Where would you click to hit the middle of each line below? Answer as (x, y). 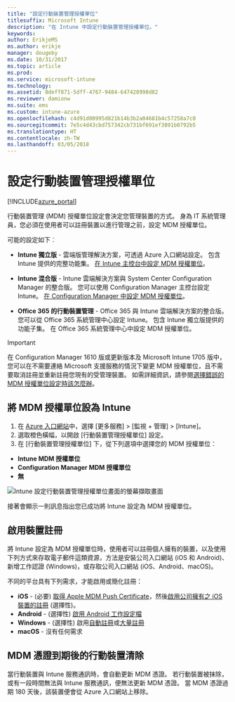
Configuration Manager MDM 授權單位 (74, 467)
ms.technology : (29, 86)
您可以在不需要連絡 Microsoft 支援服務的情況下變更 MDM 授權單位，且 (109, 366)
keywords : (22, 33)
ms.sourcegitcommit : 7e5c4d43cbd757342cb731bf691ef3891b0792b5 (102, 125)
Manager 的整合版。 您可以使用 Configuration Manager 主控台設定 (113, 287)
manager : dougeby (33, 53)
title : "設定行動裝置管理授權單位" (53, 14)
